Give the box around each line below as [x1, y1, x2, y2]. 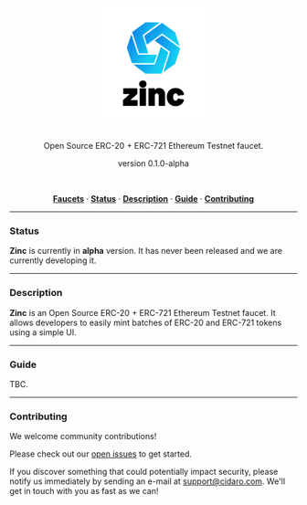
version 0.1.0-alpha [117, 158, 190, 169]
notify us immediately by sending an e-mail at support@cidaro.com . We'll [9, 476, 286, 487]
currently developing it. [9, 255, 97, 266]
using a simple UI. [9, 326, 77, 338]
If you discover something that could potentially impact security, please [9, 467, 279, 478]
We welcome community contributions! [9, 431, 157, 442]
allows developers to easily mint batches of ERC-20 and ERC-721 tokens [9, 317, 282, 328]
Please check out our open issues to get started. [9, 448, 193, 459]
